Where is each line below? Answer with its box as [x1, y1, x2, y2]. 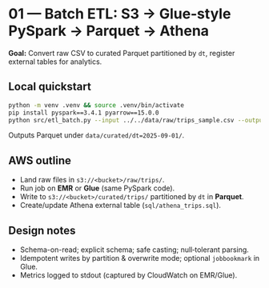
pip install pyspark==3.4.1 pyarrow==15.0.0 [8, 109, 159, 117]
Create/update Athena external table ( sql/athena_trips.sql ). [19, 201, 222, 210]
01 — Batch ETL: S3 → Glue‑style [8, 5, 231, 23]
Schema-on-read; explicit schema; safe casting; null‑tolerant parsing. [19, 245, 250, 254]
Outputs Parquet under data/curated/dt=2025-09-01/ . [8, 130, 185, 140]
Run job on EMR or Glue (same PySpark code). [19, 183, 175, 193]
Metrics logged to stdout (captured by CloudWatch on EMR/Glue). [19, 270, 238, 280]
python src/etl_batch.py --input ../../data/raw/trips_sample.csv [8, 116, 235, 124]
